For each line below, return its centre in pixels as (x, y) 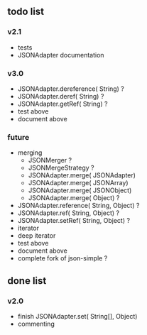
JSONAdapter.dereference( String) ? (71, 89)
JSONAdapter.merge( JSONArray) (78, 183)
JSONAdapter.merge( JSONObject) (80, 190)
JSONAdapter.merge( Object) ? (74, 198)
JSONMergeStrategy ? (61, 168)
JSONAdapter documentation (61, 55)
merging (30, 153)
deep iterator (37, 236)
